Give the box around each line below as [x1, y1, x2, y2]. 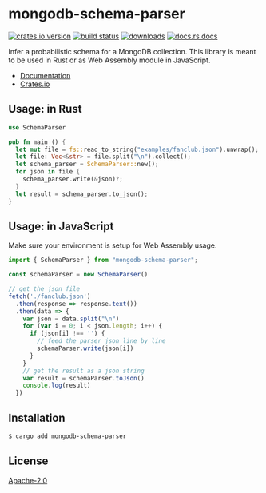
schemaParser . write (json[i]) [37, 344, 134, 352]
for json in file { [15, 168, 81, 176]
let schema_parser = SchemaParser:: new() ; [15, 161, 159, 169]
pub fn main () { [8, 137, 66, 146]
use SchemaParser [8, 123, 66, 132]
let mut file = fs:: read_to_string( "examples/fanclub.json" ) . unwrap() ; [15, 145, 260, 153]
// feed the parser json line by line [37, 337, 166, 345]
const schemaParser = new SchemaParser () [8, 271, 149, 279]
